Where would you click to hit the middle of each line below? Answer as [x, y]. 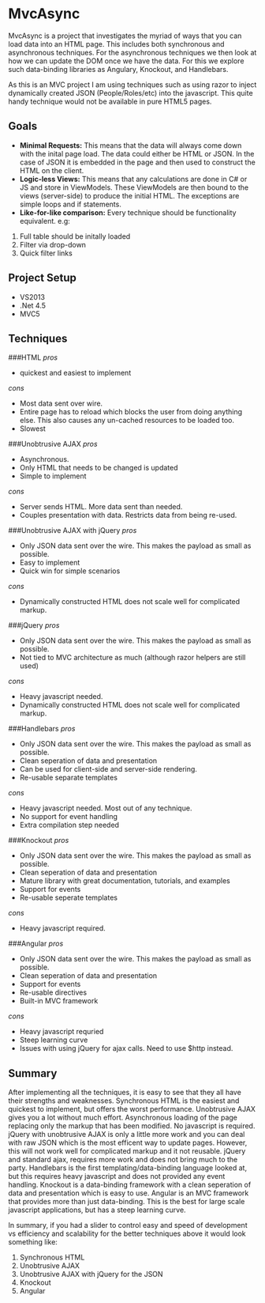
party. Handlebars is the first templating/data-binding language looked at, [127, 1168]
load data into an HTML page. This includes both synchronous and [116, 43]
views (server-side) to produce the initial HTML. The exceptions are [129, 195]
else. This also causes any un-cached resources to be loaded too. [127, 421]
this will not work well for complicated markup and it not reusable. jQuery [127, 1151]
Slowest [32, 429]
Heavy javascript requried [62, 1032]
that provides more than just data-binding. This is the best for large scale [127, 1202]
